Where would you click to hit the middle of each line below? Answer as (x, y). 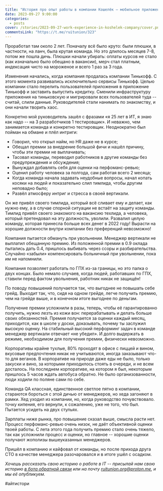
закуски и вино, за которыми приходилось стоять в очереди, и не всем (79, 364)
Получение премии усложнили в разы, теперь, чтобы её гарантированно (81, 308)
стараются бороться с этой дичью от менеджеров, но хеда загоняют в (79, 394)
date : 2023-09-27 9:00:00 (31, 14)
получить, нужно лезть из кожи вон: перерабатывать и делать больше (78, 313)
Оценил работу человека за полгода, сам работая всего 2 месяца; (81, 173)
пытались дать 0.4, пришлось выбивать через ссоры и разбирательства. (81, 248)
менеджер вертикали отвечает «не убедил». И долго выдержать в (74, 334)
